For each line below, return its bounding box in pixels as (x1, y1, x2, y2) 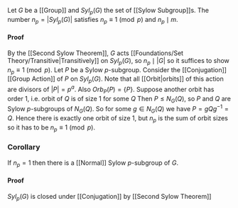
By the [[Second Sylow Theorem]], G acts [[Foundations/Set (7, 49, 183, 57)
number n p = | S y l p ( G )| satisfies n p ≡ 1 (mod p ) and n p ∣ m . (7, 15, 179, 25)
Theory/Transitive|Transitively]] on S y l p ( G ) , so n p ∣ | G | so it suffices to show (7, 56, 229, 67)
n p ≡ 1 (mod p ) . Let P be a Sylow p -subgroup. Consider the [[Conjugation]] (7, 65, 227, 76)
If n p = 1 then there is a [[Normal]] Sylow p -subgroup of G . (7, 158, 179, 168)
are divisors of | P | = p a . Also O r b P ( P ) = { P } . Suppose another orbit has (7, 84, 215, 95)
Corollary (7, 142, 40, 152)
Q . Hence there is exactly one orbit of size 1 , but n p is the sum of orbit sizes (7, 113, 229, 124)
